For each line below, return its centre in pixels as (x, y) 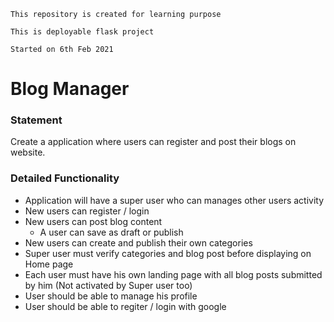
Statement (36, 120)
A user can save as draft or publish (111, 232)
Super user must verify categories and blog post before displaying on (168, 253)
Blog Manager (70, 89)
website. (28, 152)
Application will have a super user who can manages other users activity (174, 200)
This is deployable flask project (82, 32)
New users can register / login (87, 211)
